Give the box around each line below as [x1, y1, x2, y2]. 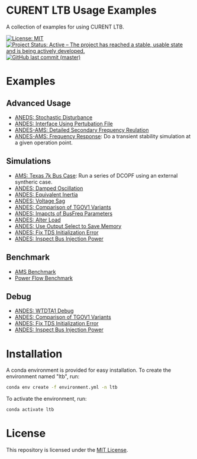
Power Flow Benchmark [14, 274, 73, 281]
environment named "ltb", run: [6, 373, 80, 380]
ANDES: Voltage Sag [14, 197, 66, 204]
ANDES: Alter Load [14, 216, 61, 223]
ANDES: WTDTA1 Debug [14, 307, 74, 315]
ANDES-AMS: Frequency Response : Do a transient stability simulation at [14, 132, 191, 140]
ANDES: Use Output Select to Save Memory [14, 222, 122, 229]
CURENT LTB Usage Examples [6, 4, 157, 17]
